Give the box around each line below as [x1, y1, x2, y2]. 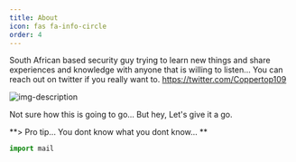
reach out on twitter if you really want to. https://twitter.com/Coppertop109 [9, 74, 287, 85]
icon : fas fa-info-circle [9, 22, 106, 31]
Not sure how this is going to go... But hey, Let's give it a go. [9, 110, 233, 120]
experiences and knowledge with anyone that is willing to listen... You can [9, 64, 283, 75]
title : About [9, 13, 59, 23]
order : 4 [9, 30, 42, 39]
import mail [9, 144, 54, 154]
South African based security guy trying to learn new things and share [9, 55, 271, 66]
